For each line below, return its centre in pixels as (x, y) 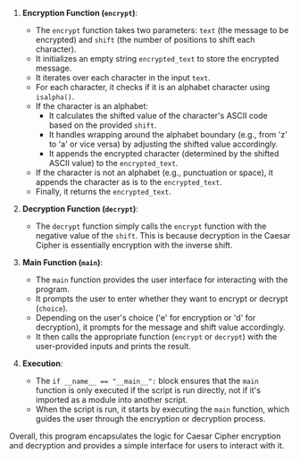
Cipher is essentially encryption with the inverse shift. (134, 245)
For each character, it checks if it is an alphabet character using (153, 87)
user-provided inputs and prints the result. (113, 346)
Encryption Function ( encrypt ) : (80, 13)
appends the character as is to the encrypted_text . (129, 182)
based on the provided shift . (103, 125)
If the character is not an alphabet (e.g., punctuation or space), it (154, 172)
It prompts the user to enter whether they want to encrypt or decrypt (162, 299)
